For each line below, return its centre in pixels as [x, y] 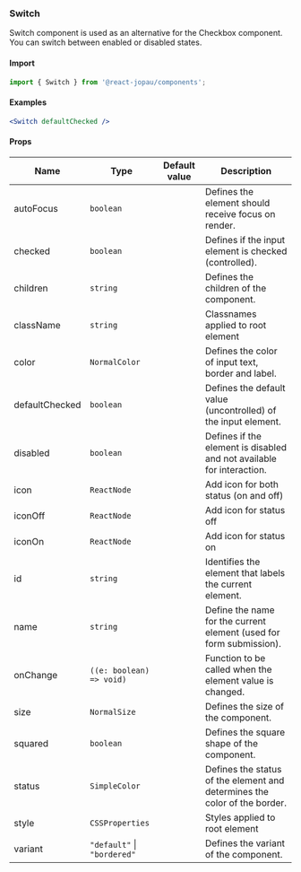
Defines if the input [245, 240]
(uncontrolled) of [241, 410]
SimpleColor [115, 786]
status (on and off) [244, 495]
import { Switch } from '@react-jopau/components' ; [107, 82]
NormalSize [112, 712]
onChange [36, 675]
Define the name [240, 610]
